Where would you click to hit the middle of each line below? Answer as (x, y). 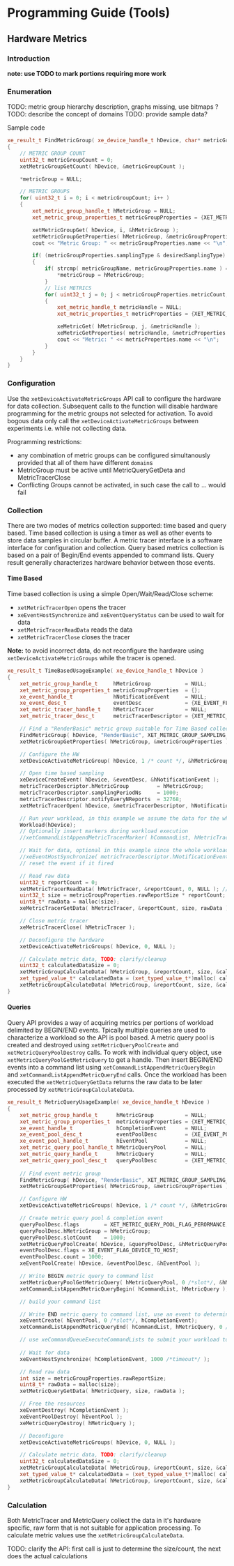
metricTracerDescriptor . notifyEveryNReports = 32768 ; (101, 799)
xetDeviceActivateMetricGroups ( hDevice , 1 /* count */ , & (107, 1206)
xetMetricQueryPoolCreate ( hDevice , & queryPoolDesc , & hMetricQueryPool (126, 1244)
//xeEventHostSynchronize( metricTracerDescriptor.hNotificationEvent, (126, 857)
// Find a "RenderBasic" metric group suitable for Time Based (114, 729)
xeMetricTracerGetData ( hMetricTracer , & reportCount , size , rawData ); (126, 909)
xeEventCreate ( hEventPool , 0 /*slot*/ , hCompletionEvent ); (109, 1321)
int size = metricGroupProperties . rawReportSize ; (93, 1378)
